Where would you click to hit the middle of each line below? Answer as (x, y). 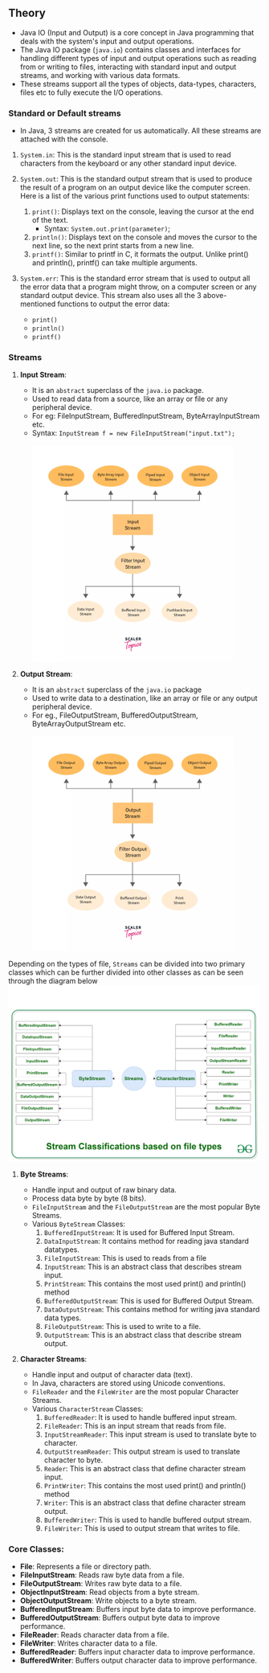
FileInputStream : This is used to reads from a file (125, 1258)
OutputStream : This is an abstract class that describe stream (143, 1335)
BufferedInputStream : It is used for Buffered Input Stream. (139, 1233)
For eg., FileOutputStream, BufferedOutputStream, (115, 715)
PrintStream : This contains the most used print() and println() (145, 1284)
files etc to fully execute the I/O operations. (91, 92)
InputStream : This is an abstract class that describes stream (143, 1267)
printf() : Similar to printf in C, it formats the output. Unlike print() (140, 254)
